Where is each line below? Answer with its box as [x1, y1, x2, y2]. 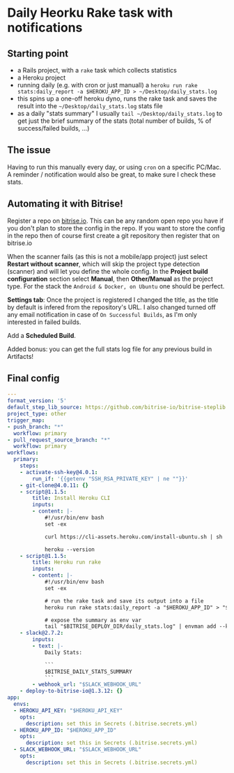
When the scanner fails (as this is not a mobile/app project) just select [7, 252, 208, 260]
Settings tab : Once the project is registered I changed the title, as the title [7, 295, 219, 304]
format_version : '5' [7, 397, 68, 404]
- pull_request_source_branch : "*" [7, 436, 111, 443]
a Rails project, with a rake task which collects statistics [17, 66, 178, 74]
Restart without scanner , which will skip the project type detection [7, 260, 201, 268]
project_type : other [7, 411, 68, 418]
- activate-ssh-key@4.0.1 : [19, 469, 98, 476]
